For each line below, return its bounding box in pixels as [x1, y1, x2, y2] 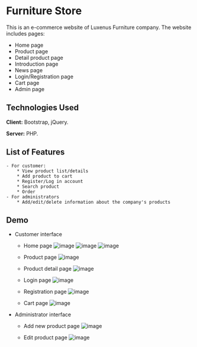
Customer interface [14, 231, 62, 238]
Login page [23, 277, 51, 284]
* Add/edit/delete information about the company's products [17, 199, 170, 205]
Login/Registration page [14, 73, 74, 80]
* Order [17, 188, 35, 195]
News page [14, 66, 43, 73]
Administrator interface [14, 311, 72, 318]
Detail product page [14, 54, 63, 61]
